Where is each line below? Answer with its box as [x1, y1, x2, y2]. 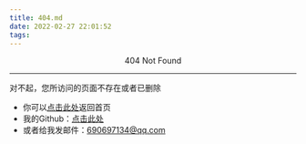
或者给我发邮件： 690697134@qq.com [22, 125, 166, 136]
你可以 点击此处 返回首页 [22, 102, 111, 113]
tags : [9, 30, 30, 39]
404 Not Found [124, 56, 182, 67]
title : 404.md [9, 13, 64, 23]
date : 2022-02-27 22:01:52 [9, 22, 112, 31]
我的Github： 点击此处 [22, 113, 105, 124]
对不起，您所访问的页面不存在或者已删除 [9, 83, 161, 94]
